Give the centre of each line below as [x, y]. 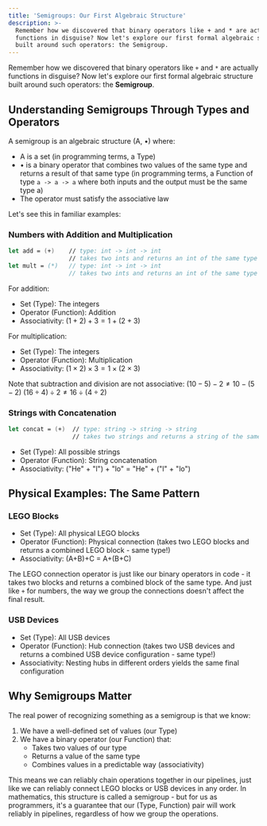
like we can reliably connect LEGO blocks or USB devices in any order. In [128, 788]
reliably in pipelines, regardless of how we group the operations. [113, 813]
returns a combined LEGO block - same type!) [95, 550]
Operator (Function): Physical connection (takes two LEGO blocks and [134, 542]
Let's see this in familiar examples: [65, 214]
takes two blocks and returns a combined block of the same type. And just [130, 583]
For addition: [29, 288]
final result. [27, 600]
